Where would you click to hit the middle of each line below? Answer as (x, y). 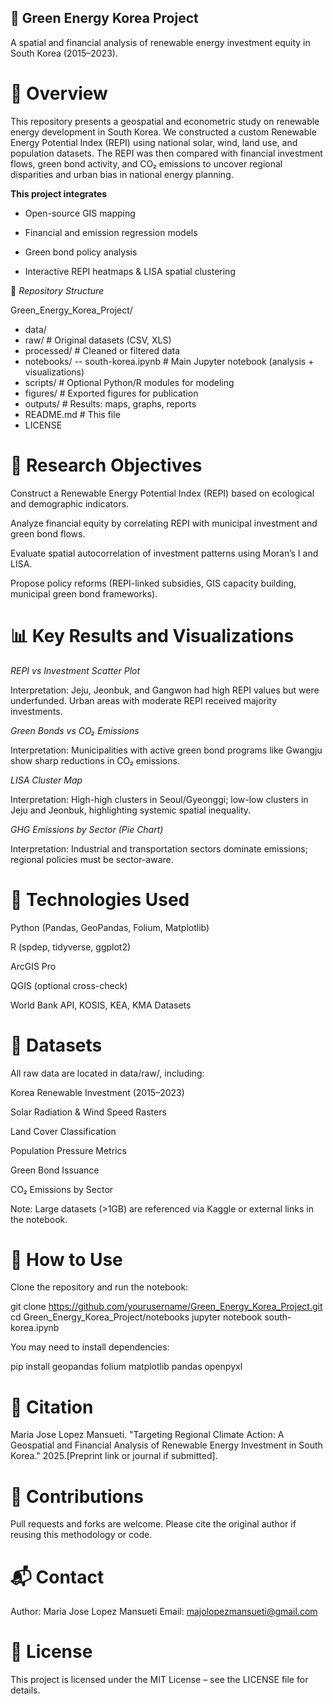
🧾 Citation (52, 1407)
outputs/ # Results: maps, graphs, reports (110, 403)
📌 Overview (59, 93)
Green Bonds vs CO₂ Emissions (75, 730)
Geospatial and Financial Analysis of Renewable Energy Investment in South (166, 1445)
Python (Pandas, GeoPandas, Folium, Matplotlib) (110, 927)
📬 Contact (57, 1577)
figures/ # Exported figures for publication (111, 393)
